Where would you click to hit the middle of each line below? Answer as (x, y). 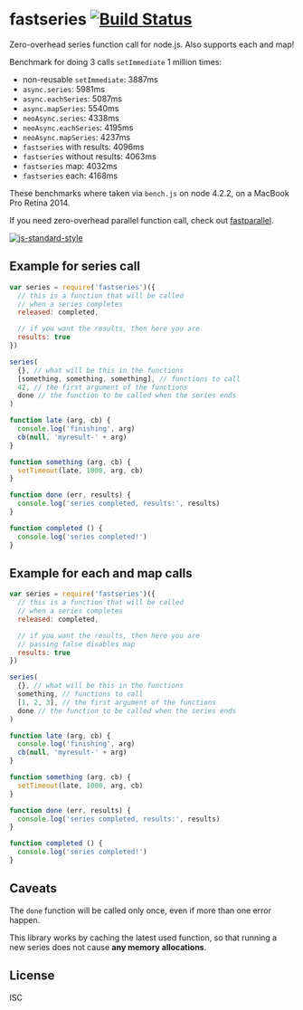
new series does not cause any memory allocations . (108, 947)
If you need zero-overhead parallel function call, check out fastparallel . (142, 220)
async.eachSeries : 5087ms (72, 99)
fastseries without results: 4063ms (89, 156)
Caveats (33, 888)
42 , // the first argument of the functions (103, 387)
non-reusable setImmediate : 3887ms (90, 79)
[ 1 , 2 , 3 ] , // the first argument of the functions (117, 702)
